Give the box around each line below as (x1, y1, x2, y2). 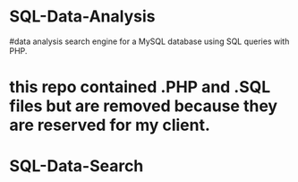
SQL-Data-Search (9, 156, 144, 177)
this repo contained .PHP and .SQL (9, 77, 271, 98)
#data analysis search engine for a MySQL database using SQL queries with (9, 36, 290, 47)
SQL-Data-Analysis (9, 6, 156, 27)
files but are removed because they (9, 96, 278, 117)
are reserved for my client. (9, 115, 210, 135)
